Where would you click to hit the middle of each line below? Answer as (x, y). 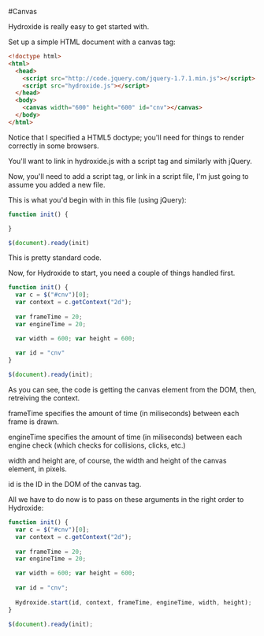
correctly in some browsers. (54, 146)
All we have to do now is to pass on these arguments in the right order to (126, 499)
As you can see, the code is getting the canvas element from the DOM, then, (132, 390)
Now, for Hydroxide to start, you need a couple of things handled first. (122, 273)
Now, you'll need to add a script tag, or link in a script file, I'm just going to (129, 176)
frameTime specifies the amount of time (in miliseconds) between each (124, 413)
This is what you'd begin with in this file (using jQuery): (97, 199)
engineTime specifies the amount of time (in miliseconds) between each (125, 437)
